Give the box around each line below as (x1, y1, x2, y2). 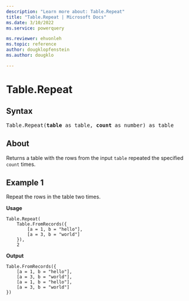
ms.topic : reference (6, 41, 57, 47)
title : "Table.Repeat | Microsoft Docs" (6, 14, 107, 20)
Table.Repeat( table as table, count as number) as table (6, 122, 174, 129)
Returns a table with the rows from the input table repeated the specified (6, 154, 184, 161)
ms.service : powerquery (6, 25, 65, 31)
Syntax (6, 106, 33, 116)
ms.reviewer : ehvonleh (6, 36, 62, 42)
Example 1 (6, 178, 44, 188)
